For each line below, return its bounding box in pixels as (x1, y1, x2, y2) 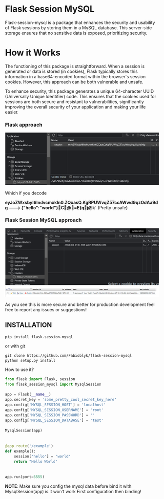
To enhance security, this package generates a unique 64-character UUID (5, 88, 154, 94)
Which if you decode (5, 190, 47, 196)
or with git (5, 343, 25, 349)
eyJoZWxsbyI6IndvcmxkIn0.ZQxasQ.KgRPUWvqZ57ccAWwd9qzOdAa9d (5, 199, 158, 205)
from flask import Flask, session (5, 376, 76, 382)
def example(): (5, 449, 36, 454)
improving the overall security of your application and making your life (5, 104, 146, 109)
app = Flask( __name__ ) (5, 392, 51, 397)
